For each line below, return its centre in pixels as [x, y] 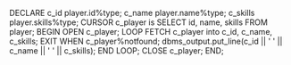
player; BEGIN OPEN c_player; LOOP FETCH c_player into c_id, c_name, [141, 32]
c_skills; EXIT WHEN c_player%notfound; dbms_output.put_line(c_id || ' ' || [146, 41]
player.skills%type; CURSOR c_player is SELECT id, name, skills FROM [138, 22]
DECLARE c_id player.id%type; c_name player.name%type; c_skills [132, 13]
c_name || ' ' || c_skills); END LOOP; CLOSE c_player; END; [117, 51]
